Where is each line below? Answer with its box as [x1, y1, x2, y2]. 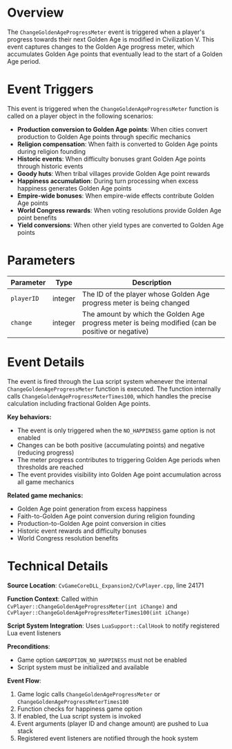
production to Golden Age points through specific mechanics [17, 132, 191, 141]
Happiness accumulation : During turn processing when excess [17, 177, 199, 185]
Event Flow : [7, 676, 41, 685]
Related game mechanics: [7, 491, 84, 500]
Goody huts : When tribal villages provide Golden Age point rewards [17, 169, 211, 177]
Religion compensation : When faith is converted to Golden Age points [17, 140, 218, 148]
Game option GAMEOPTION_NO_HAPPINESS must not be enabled [17, 655, 187, 664]
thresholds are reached [17, 463, 84, 471]
